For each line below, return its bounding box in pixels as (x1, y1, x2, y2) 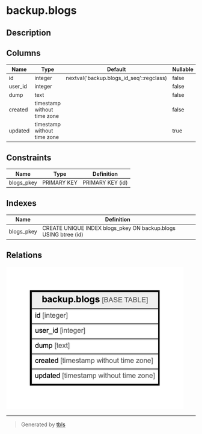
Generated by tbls (20, 421, 66, 428)
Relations (6, 250, 43, 261)
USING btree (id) (41, 231, 84, 238)
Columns (6, 48, 41, 58)
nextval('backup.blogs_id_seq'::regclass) (66, 75, 167, 82)
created (8, 106, 28, 113)
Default (107, 66, 126, 73)
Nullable (172, 66, 194, 73)
